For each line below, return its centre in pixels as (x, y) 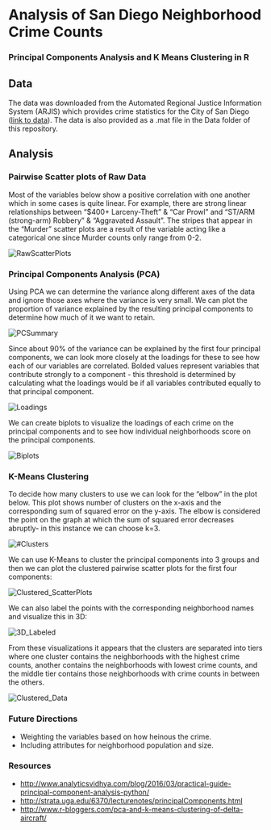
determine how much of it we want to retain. (82, 317)
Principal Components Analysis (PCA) (84, 274)
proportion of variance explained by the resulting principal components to (131, 308)
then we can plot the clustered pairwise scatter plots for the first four (123, 568)
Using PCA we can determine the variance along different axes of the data (132, 291)
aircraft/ (33, 818)
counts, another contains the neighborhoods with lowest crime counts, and (133, 665)
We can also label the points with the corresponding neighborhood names (131, 608)
